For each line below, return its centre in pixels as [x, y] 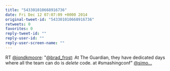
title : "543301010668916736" [36, 10]
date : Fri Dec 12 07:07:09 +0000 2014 [46, 15]
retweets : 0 [18, 24]
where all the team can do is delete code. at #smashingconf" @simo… [79, 63]
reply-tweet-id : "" [26, 33]
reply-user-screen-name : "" [35, 43]
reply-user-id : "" [25, 39]
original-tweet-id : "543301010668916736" [50, 19]
